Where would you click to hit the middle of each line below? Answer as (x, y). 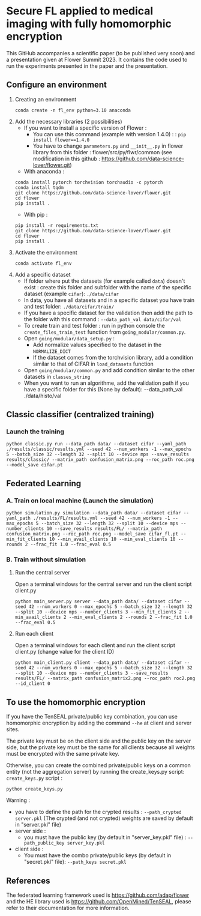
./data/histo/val (43, 396)
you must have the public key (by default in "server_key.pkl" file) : (105, 837)
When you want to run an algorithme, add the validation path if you (106, 383)
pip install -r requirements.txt (57, 225)
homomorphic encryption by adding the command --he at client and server (99, 723)
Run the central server (42, 573)
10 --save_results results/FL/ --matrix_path (104, 529)
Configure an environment (56, 85)
